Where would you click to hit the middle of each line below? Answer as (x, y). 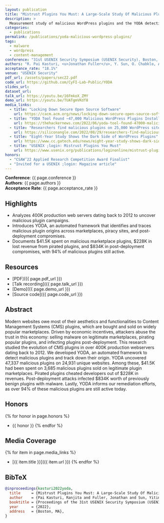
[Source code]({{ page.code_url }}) (47, 294)
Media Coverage (31, 441)
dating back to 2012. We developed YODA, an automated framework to (76, 353)
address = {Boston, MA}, (37, 511)
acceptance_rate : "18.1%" (31, 69)
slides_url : (17, 87)
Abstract (19, 310)
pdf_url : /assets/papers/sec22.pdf (41, 78)
